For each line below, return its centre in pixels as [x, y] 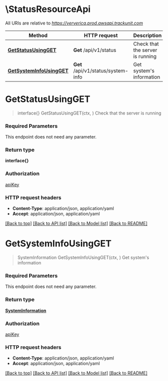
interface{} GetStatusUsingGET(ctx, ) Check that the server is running [89, 113]
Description [147, 35]
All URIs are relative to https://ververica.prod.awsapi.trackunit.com [74, 23]
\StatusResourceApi [48, 9]
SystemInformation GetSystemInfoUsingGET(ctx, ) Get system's [83, 257]
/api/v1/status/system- [101, 70]
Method [38, 35]
